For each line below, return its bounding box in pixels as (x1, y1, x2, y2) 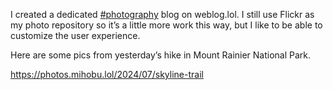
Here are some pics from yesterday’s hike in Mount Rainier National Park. (10, 49, 312, 61)
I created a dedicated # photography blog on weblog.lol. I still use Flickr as (10, 9, 315, 20)
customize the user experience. (10, 30, 141, 41)
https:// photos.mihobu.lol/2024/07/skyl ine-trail (10, 69, 204, 80)
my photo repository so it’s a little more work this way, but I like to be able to (10, 19, 323, 31)
